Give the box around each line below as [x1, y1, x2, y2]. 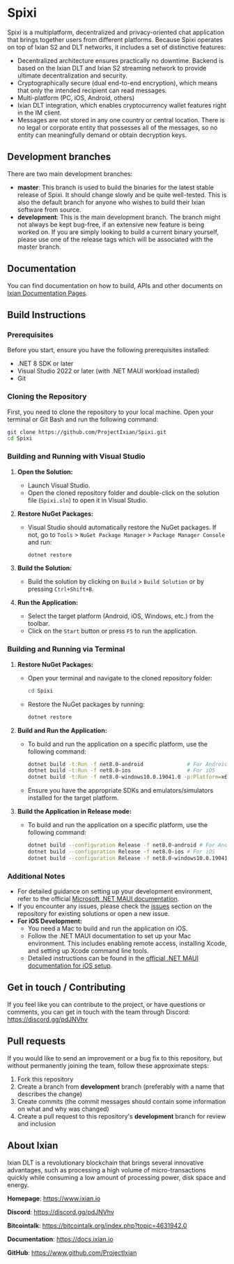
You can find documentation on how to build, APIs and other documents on [7, 281, 223, 289]
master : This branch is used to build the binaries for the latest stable [17, 183, 214, 192]
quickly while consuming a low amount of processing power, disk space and [7, 1173, 226, 1182]
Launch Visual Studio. [27, 481, 91, 489]
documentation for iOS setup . [27, 961, 113, 970]
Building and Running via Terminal [7, 645, 125, 654]
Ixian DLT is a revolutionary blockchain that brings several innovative [7, 1158, 204, 1167]
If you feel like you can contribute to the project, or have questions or [7, 1000, 205, 1008]
